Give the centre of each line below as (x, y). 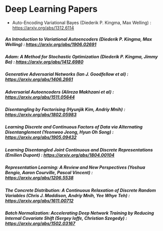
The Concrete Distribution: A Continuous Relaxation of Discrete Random (81, 190)
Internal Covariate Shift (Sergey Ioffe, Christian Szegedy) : (66, 218)
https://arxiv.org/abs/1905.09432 (41, 137)
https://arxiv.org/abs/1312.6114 (43, 27)
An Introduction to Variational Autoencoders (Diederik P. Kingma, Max (79, 39)
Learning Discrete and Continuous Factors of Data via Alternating (74, 127)
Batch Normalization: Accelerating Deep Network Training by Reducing (80, 213)
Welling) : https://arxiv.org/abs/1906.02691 (51, 44)
